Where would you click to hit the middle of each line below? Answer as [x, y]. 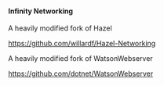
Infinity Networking [40, 11]
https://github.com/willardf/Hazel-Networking [82, 44]
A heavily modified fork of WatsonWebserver [80, 59]
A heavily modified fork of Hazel [60, 28]
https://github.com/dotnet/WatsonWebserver [81, 73]
